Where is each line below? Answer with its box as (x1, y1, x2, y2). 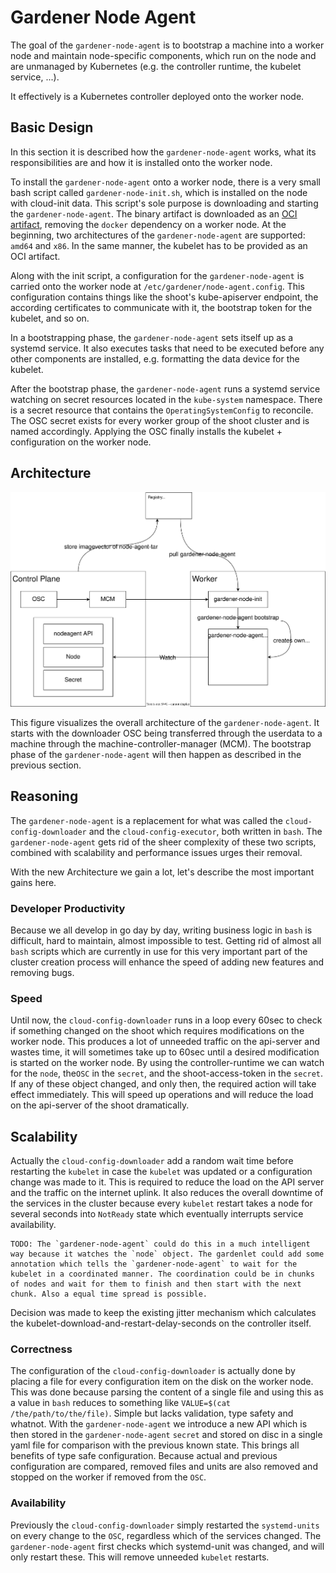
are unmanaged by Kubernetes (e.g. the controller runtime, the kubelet (10, 60, 302, 72)
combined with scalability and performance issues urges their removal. (10, 846, 303, 858)
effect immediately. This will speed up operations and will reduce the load (10, 1089, 314, 1101)
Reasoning (10, 788, 79, 805)
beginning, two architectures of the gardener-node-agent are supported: (10, 229, 306, 241)
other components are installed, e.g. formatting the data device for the (10, 352, 300, 365)
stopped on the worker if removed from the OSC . (10, 1471, 207, 1483)
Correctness (10, 1342, 73, 1356)
